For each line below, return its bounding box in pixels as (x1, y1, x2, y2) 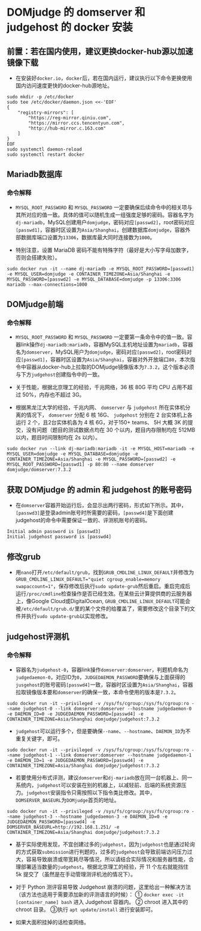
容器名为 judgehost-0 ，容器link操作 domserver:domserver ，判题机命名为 (15, 666, 189, 673)
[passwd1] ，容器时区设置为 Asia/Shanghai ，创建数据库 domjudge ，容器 (15, 226, 185, 233)
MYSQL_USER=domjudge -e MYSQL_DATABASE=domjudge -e (7, 451, 138, 457)
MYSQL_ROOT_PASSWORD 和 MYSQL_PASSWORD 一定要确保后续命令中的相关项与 (15, 203, 193, 210)
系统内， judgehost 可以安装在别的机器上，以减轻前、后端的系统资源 (15, 781, 182, 788)
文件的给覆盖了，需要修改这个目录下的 (95, 605, 190, 612)
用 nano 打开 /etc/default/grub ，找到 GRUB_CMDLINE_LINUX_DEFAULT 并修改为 (15, 569, 194, 576)
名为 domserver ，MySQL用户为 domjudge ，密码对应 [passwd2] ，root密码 (15, 348, 187, 355)
